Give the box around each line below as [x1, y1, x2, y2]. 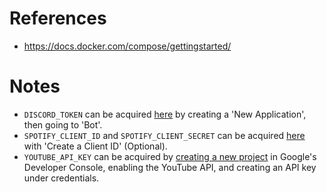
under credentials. [23, 172, 100, 184]
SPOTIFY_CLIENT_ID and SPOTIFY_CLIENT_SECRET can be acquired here [23, 129, 306, 141]
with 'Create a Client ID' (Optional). [23, 140, 168, 152]
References [9, 7, 107, 30]
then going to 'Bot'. [23, 118, 103, 131]
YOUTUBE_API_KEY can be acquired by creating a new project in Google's [23, 150, 317, 162]
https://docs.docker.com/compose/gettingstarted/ [23, 40, 232, 52]
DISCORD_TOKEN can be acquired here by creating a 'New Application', [23, 108, 307, 120]
